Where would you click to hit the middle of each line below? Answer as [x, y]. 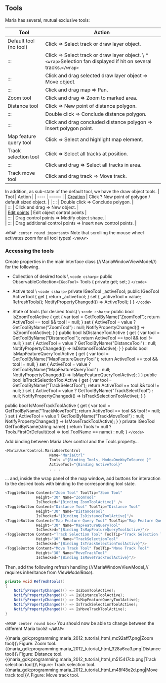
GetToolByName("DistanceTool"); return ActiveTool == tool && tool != [83, 338]
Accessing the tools [30, 251]
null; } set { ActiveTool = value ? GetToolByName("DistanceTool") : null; [84, 343]
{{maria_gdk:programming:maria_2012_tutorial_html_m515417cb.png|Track [81, 659]
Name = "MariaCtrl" [67, 455]
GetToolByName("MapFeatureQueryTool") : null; [61, 370]
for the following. [22, 267]
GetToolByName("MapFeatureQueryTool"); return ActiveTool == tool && [85, 359]
